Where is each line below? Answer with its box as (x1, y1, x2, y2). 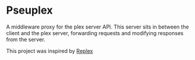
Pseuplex (6, 4, 53, 17)
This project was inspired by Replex (6, 47, 94, 54)
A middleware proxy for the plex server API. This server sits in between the (6, 23, 189, 30)
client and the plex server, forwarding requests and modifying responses (6, 29, 184, 36)
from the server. (6, 36, 46, 43)
